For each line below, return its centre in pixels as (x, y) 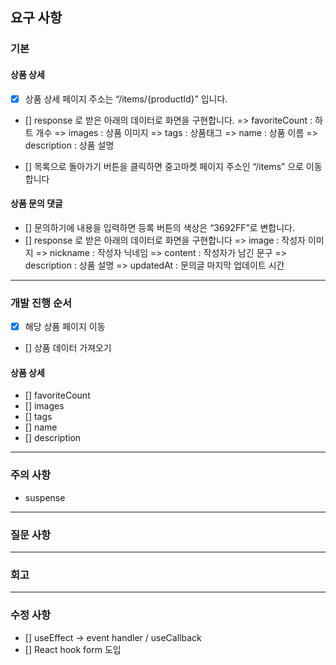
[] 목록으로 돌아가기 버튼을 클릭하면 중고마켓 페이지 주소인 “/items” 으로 (164, 166)
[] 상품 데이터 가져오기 (68, 348)
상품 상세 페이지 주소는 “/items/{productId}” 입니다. (126, 99)
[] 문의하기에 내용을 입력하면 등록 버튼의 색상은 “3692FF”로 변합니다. (159, 227)
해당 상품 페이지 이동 (65, 327)
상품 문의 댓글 (36, 204)
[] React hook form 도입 (73, 649)
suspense (45, 497)
